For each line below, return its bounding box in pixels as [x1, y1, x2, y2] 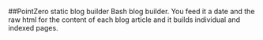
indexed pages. [8, 24, 58, 32]
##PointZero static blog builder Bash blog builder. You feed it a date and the [8, 7, 255, 16]
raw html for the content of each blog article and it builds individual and [8, 15, 241, 24]
